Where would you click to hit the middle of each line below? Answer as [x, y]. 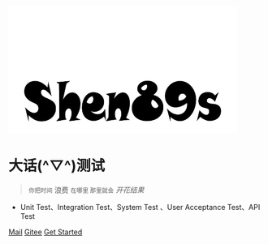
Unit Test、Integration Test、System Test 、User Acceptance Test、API [140, 207]
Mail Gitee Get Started [45, 232]
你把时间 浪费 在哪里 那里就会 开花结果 [86, 190]
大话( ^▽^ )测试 [57, 166]
